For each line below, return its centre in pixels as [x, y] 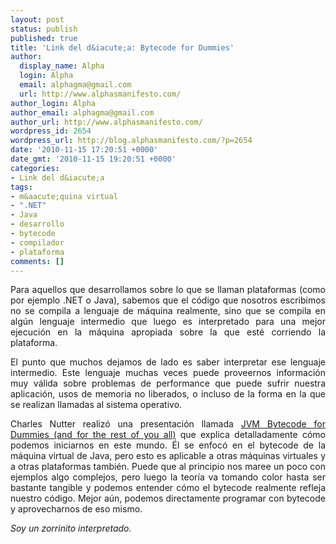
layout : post [37, 19]
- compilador [37, 242]
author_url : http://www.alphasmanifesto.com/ [106, 122]
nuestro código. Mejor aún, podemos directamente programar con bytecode [168, 498]
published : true [44, 38]
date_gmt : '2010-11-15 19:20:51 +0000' [93, 159]
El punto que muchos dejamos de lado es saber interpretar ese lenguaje [168, 362]
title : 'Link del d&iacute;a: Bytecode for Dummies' [122, 47]
